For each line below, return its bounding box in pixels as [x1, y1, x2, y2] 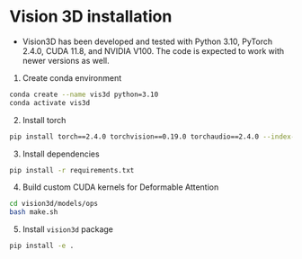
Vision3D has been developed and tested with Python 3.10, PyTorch [22, 36, 272, 47]
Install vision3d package [22, 224, 114, 235]
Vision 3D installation [9, 6, 173, 27]
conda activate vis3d [9, 98, 91, 107]
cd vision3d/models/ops [9, 200, 99, 209]
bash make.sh [9, 208, 58, 217]
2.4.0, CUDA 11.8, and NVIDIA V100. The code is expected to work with [22, 45, 285, 56]
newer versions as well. [22, 55, 110, 66]
